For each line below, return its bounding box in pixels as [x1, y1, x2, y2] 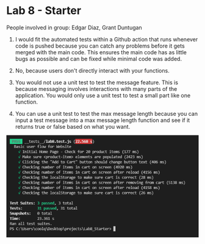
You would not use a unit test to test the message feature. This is [15, 79, 179, 86]
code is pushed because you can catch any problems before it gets [15, 42, 185, 49]
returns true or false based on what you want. [15, 123, 131, 130]
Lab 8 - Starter [6, 4, 81, 18]
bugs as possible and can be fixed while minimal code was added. [15, 55, 182, 62]
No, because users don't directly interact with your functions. [15, 66, 170, 74]
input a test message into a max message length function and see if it [15, 117, 190, 124]
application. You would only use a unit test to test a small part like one [15, 91, 191, 99]
